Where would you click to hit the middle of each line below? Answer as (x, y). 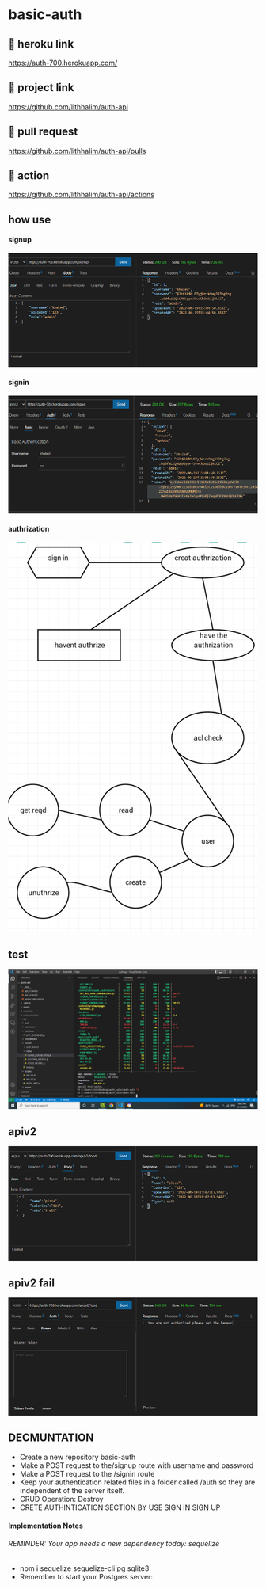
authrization (29, 529)
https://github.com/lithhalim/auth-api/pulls (77, 151)
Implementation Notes (46, 1526)
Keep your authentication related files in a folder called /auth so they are (137, 1482)
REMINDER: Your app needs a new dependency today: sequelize (114, 1544)
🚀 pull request (43, 132)
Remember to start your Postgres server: (86, 1576)
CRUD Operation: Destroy (61, 1499)
